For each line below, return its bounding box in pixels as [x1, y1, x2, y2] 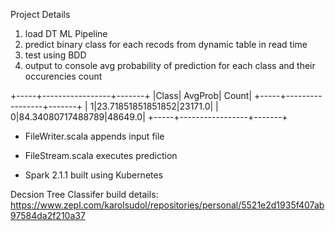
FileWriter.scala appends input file [24, 130, 165, 142]
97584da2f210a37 [10, 210, 86, 221]
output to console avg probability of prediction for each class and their [24, 60, 316, 71]
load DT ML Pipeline [24, 28, 108, 39]
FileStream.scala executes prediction [24, 150, 178, 161]
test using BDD [24, 49, 87, 61]
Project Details [10, 9, 71, 20]
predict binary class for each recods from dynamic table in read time [24, 39, 308, 50]
